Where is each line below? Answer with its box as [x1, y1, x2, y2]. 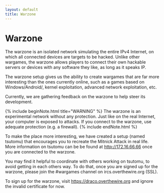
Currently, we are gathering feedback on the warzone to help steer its [5, 94, 146, 100]
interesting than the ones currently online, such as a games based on [5, 79, 144, 85]
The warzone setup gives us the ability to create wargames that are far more [5, 74, 160, 80]
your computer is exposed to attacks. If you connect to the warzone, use [5, 119, 152, 125]
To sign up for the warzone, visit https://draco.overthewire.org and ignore [5, 178, 153, 184]
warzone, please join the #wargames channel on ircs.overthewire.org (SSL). [5, 169, 158, 175]
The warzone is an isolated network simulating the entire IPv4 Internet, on [5, 49, 154, 55]
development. [5, 99, 33, 105]
